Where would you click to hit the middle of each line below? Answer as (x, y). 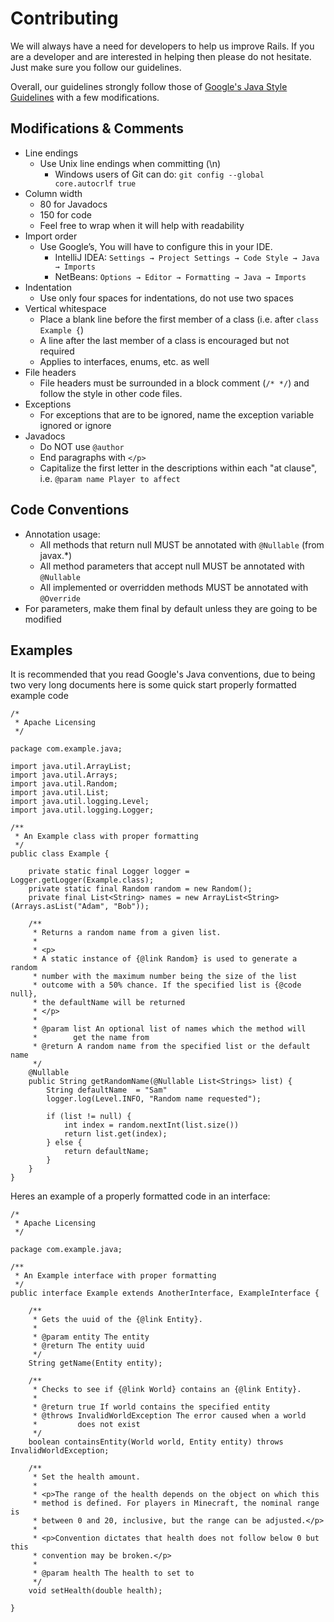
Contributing (64, 18)
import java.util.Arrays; (64, 775)
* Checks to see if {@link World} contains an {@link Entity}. (167, 1390)
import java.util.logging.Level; (80, 802)
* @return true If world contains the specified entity (151, 1407)
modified (43, 619)
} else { (64, 1143)
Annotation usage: (62, 534)
